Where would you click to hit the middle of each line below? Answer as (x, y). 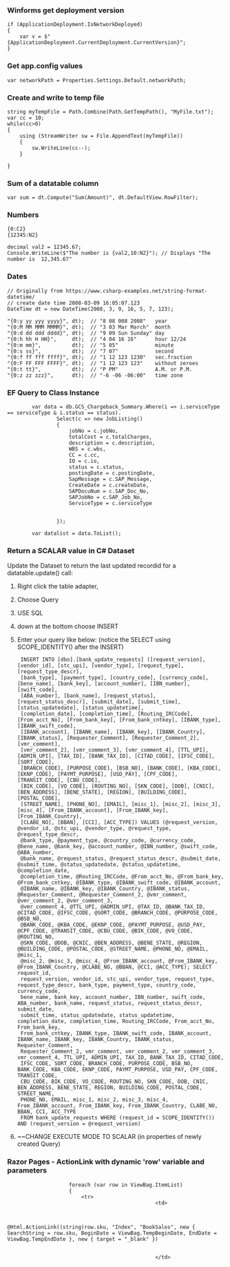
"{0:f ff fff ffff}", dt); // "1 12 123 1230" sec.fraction (100, 357)
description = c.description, (112, 443)
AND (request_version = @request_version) (79, 1124)
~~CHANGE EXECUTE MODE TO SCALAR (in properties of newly (109, 1137)
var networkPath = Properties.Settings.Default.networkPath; (97, 80)
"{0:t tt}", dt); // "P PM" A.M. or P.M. (100, 369)
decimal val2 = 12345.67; (44, 247)
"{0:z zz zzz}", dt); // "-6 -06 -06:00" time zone (95, 375)
